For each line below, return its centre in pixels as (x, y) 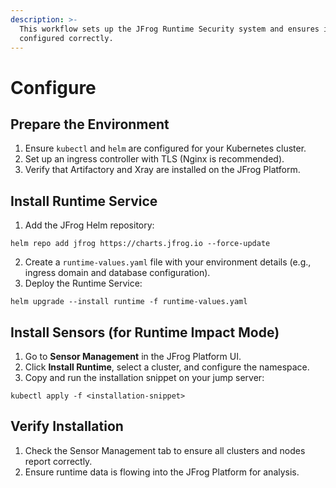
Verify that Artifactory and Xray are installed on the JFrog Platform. (162, 170)
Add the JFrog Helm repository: (89, 225)
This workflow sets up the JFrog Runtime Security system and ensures (169, 29)
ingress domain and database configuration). (117, 273)
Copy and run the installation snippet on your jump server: (144, 377)
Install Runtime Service (84, 201)
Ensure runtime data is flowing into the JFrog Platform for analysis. (162, 472)
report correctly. (58, 461)
